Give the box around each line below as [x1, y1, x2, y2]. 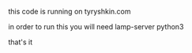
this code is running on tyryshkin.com [8, 7, 132, 16]
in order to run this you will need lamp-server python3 [8, 22, 184, 31]
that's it [8, 37, 33, 47]
